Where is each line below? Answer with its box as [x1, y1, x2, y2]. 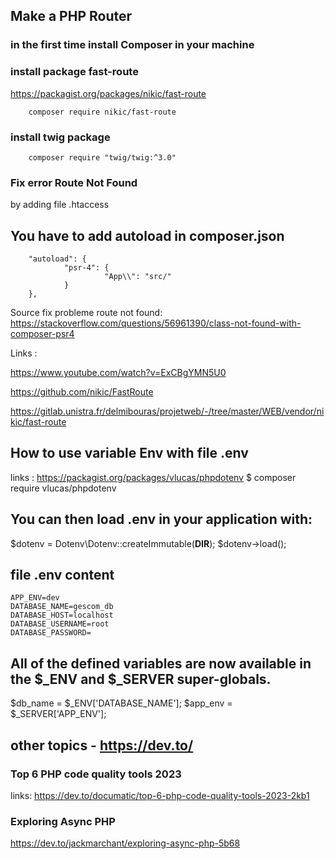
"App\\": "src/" [104, 272, 172, 282]
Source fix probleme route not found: [10, 307, 163, 319]
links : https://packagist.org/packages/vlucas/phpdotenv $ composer [10, 471, 297, 483]
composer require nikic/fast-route [28, 107, 177, 117]
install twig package [10, 130, 111, 144]
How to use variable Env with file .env [10, 445, 249, 462]
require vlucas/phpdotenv [10, 482, 117, 494]
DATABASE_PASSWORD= [10, 628, 92, 638]
